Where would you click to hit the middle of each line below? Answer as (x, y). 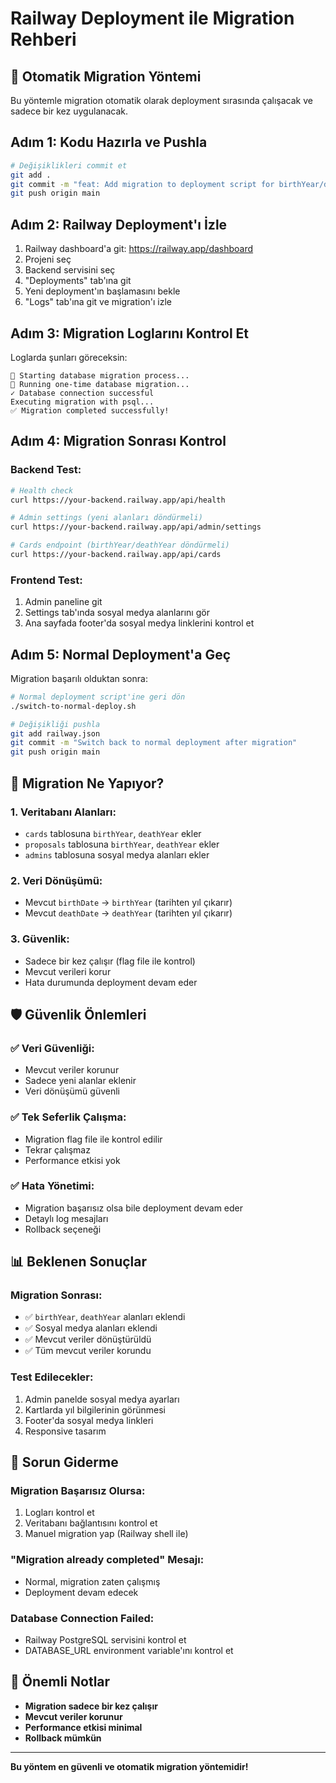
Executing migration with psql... (82, 402)
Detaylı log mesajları (66, 1218)
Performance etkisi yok (72, 1160)
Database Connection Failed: (82, 1618)
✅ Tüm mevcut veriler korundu (88, 1351)
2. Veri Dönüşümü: (56, 880)
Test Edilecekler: (52, 1377)
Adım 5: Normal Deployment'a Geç (121, 654)
